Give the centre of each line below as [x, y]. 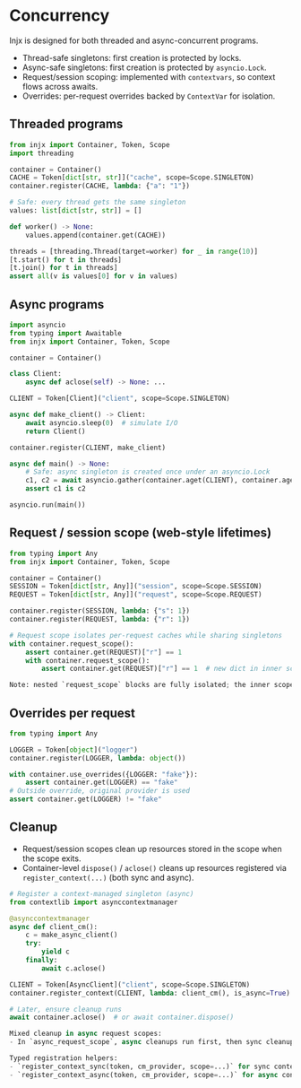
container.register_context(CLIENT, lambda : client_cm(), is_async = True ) [150, 993]
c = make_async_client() [72, 935]
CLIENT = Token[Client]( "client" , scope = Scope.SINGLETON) [120, 399]
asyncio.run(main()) [48, 505]
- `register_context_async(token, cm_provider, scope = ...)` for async [144, 1075]
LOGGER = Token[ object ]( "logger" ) [74, 750]
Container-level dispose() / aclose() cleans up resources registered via [154, 867]
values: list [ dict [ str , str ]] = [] [76, 211]
